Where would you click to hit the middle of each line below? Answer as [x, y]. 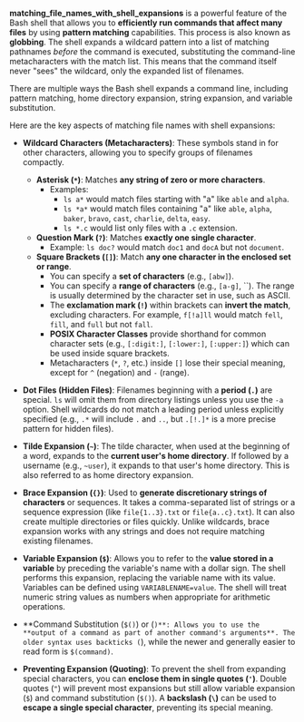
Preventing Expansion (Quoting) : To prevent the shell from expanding [154, 669]
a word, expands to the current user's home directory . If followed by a [155, 456]
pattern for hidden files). [68, 429]
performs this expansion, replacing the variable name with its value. [149, 578]
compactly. [44, 162]
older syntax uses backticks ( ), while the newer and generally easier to [159, 642]
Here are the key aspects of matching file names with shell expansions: [142, 125]
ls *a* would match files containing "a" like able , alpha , [167, 209]
